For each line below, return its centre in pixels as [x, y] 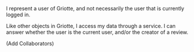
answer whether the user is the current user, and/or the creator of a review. [97, 32]
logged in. [18, 15]
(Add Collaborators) [30, 44]
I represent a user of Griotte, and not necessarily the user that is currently [95, 8]
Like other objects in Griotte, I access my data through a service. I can [91, 26]
